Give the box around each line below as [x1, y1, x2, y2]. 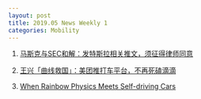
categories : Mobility [8, 26, 80, 34]
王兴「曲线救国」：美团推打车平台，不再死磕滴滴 [19, 66, 176, 75]
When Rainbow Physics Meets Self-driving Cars [19, 82, 176, 91]
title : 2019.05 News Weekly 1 [8, 19, 108, 27]
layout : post [8, 11, 51, 20]
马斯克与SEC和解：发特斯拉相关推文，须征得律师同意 [19, 49, 194, 59]
